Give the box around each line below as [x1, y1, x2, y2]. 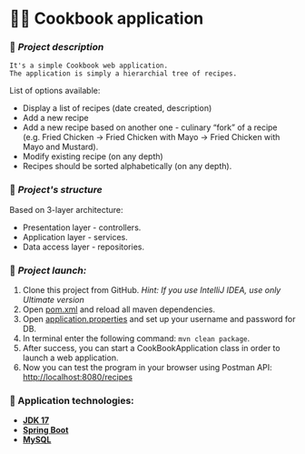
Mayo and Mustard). [22, 141, 99, 153]
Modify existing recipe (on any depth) [22, 151, 163, 162]
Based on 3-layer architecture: [9, 204, 124, 215]
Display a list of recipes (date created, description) [22, 103, 212, 114]
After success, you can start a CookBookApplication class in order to [22, 343, 280, 354]
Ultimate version [22, 295, 84, 306]
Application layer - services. [22, 231, 129, 242]
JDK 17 [22, 415, 50, 426]
